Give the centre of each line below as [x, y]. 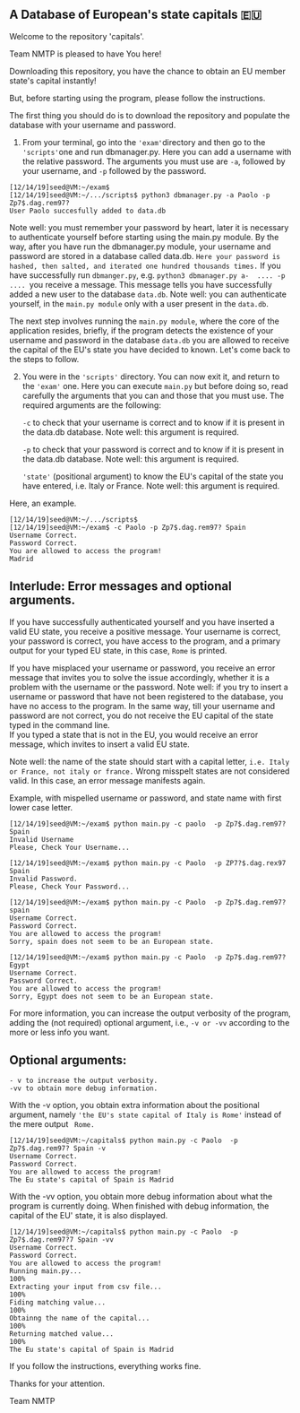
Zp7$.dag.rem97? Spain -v [57, 1149]
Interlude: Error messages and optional [120, 586]
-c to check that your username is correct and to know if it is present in [153, 422]
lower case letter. [41, 807]
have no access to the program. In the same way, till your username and [142, 706]
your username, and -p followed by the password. [114, 170]
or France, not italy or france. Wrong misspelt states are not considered [150, 771]
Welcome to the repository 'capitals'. [77, 36]
